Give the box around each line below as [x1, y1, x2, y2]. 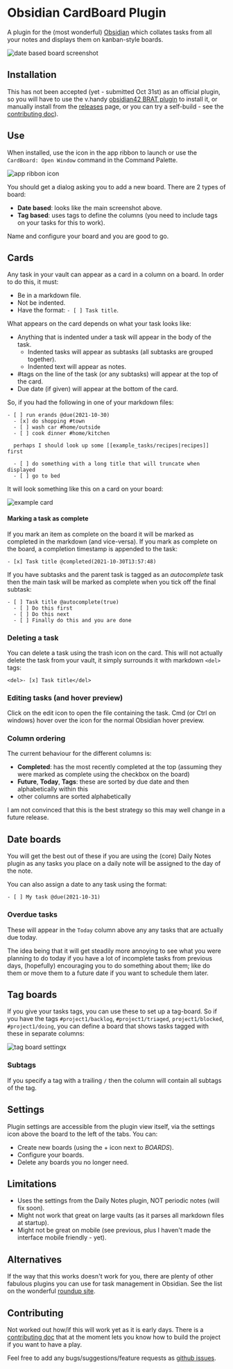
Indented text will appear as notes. [27, 363, 127, 371]
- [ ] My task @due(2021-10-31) [7, 894, 101, 901]
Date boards [7, 833, 61, 845]
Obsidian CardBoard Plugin [7, 5, 166, 21]
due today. [7, 933, 38, 941]
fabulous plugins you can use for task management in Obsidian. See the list [7, 1279, 223, 1288]
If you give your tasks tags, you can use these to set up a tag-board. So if [7, 1007, 217, 1015]
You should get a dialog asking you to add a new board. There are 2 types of [7, 182, 226, 191]
